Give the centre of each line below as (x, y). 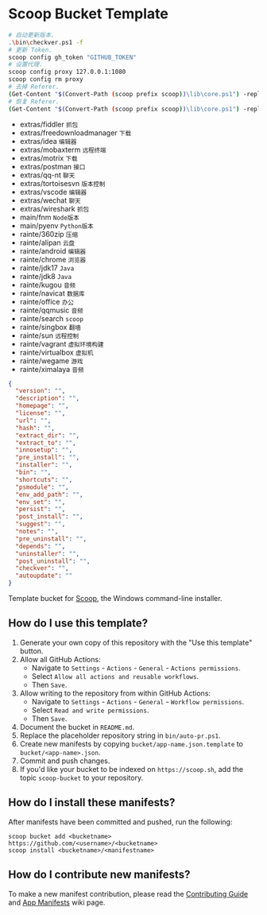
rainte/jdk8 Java (46, 276)
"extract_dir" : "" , (48, 435)
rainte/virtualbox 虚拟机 (56, 352)
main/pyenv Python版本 (56, 225)
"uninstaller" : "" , (48, 553)
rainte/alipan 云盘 (47, 242)
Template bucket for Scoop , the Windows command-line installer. (115, 599)
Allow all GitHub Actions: (60, 659)
